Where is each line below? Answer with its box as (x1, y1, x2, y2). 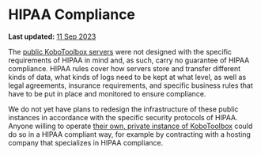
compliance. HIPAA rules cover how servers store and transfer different (8, 63, 241, 73)
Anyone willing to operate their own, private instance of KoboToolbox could (8, 121, 253, 130)
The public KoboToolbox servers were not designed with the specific (8, 47, 232, 56)
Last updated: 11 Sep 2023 (8, 32, 96, 41)
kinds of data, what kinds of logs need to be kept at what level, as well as (8, 72, 247, 81)
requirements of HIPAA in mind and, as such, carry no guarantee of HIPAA (8, 55, 250, 65)
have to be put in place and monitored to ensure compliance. (8, 89, 206, 98)
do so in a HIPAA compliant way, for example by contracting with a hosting (8, 129, 252, 139)
